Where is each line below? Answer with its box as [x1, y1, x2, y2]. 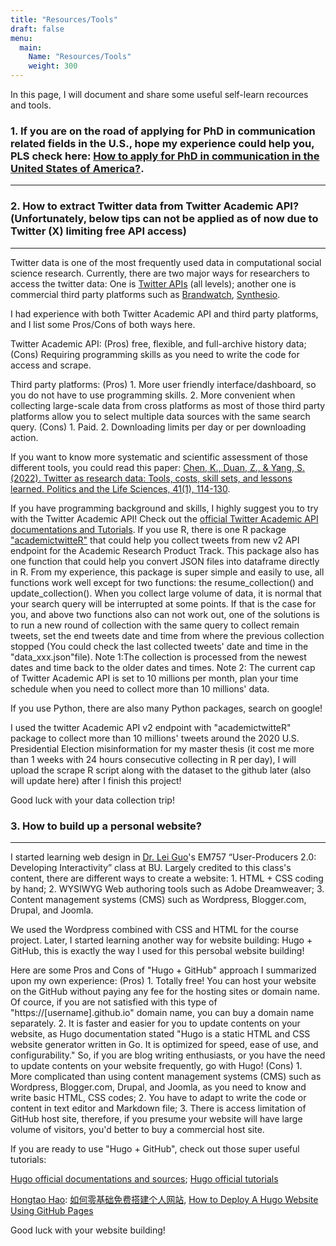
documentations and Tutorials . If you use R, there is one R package [10, 523, 287, 535]
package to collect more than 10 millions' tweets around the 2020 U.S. [10, 732, 300, 744]
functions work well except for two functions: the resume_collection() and [10, 576, 314, 588]
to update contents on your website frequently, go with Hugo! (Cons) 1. [10, 1059, 303, 1071]
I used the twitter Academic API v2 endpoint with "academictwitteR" [10, 721, 292, 733]
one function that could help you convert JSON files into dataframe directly [10, 555, 320, 567]
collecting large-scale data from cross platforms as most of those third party [10, 399, 326, 411]
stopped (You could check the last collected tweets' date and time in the [10, 640, 309, 652]
